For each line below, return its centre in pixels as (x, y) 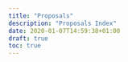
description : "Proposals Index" (62, 23)
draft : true (28, 38)
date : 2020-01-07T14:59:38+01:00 (64, 31)
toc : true (25, 46)
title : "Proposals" (41, 16)
